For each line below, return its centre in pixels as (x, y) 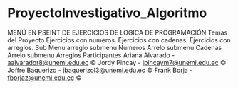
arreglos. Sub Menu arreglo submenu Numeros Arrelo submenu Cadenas (115, 47)
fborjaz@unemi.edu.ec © (45, 77)
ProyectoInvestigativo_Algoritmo (107, 13)
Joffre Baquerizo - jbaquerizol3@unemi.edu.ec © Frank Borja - (100, 70)
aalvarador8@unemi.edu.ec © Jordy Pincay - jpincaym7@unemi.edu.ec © (117, 62)
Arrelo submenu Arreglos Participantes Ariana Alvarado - (91, 55)
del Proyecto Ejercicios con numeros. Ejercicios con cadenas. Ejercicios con (119, 40)
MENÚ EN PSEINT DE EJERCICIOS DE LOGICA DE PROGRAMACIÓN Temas (118, 32)
